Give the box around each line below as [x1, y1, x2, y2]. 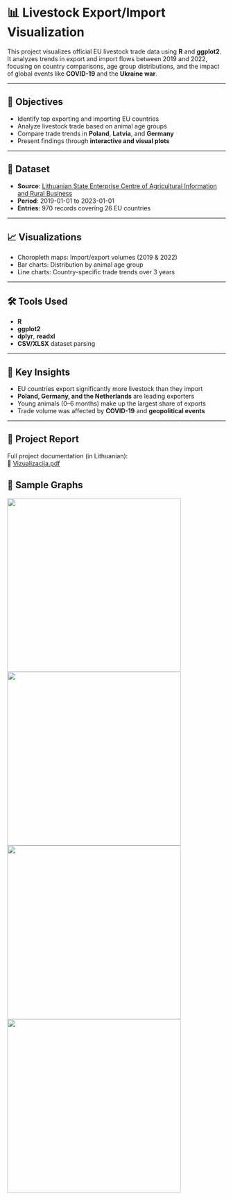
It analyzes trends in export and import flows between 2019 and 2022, [7, 54, 208, 62]
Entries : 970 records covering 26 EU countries [17, 203, 151, 212]
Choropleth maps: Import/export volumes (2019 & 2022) [17, 253, 178, 262]
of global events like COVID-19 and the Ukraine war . [7, 69, 157, 78]
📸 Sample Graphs [7, 479, 83, 491]
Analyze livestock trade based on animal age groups [17, 122, 168, 130]
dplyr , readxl [17, 332, 55, 340]
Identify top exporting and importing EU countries [17, 115, 159, 123]
